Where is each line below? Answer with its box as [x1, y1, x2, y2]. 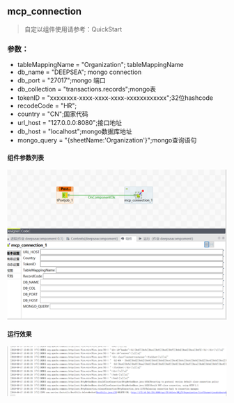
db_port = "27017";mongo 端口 [17, 76, 106, 85]
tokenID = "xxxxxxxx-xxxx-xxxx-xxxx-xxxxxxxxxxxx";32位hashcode [17, 94, 214, 102]
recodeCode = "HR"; [17, 101, 77, 110]
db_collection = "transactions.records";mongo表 [17, 85, 157, 94]
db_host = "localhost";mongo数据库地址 [17, 127, 132, 135]
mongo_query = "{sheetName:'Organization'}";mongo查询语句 [17, 136, 197, 145]
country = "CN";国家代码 [17, 110, 88, 118]
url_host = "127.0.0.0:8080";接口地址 [17, 119, 123, 127]
